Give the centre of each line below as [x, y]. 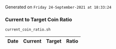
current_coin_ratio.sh [28, 30]
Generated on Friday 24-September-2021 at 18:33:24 [58, 7]
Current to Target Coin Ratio [39, 19]
